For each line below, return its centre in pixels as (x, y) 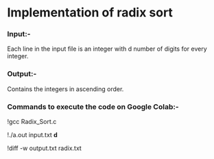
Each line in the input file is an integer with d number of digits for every (107, 49)
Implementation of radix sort (90, 13)
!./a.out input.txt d (33, 135)
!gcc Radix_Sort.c (32, 122)
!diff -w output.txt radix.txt (45, 148)
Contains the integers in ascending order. (66, 89)
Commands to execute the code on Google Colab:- (93, 106)
